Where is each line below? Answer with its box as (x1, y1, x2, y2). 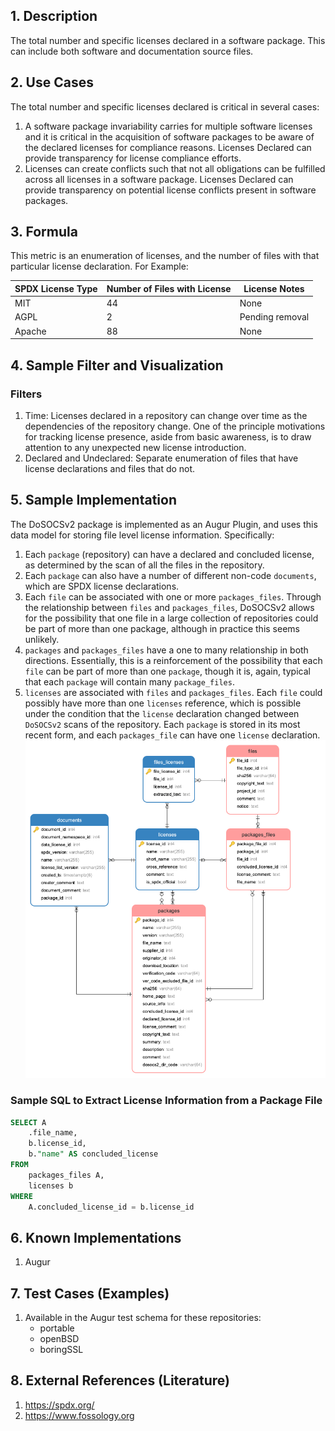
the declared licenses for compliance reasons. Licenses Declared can (24, 141, 312, 153)
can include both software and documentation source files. (10, 45, 254, 57)
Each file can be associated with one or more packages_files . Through (24, 590, 322, 603)
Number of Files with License (106, 282, 232, 294)
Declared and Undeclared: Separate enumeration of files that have (24, 452, 299, 464)
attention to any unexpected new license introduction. (24, 441, 247, 453)
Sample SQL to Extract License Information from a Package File (10, 1094, 323, 1108)
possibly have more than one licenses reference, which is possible (24, 697, 302, 709)
